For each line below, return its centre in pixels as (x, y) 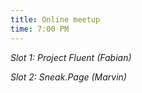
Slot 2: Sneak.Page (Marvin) (68, 77)
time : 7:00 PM (40, 29)
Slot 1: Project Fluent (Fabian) (71, 57)
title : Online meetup (55, 19)
